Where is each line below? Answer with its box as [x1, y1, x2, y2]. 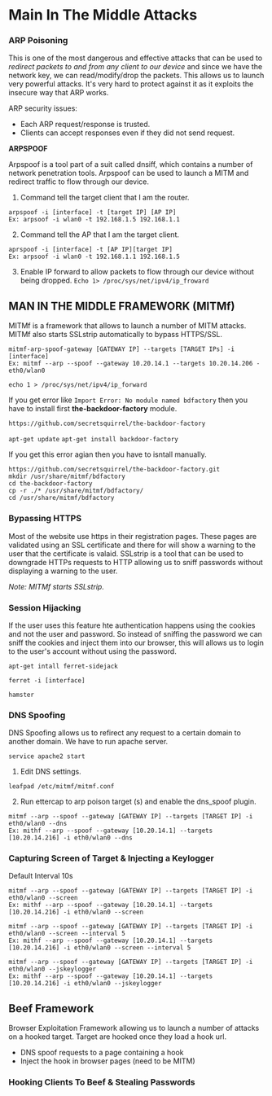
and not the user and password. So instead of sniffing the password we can [8, 629, 263, 638]
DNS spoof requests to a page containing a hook [20, 1048, 185, 1058]
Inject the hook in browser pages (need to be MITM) [20, 1056, 195, 1066]
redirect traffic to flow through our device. [8, 177, 149, 186]
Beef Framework [8, 1002, 94, 1015]
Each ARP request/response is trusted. [20, 120, 151, 129]
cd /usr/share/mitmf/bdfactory [8, 494, 115, 502]
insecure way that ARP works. [8, 88, 109, 98]
